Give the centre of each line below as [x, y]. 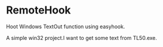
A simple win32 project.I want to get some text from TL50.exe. [81, 38]
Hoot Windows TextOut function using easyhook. [66, 26]
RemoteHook [39, 10]
